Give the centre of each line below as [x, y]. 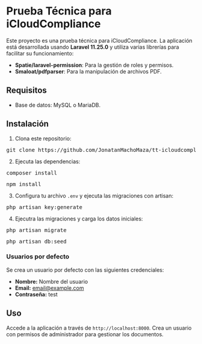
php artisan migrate [37, 230]
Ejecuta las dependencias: [47, 161]
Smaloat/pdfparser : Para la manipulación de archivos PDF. [88, 71]
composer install [32, 173]
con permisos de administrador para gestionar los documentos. [85, 334]
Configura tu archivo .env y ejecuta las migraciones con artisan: [94, 195]
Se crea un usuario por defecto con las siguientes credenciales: [85, 270]
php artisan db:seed [37, 241]
